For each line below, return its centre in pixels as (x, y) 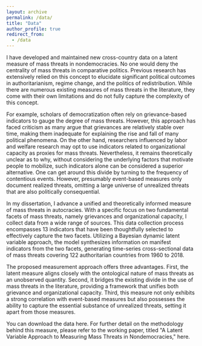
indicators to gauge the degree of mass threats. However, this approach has (101, 121)
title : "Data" (24, 23)
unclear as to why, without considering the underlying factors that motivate (100, 159)
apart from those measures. (41, 312)
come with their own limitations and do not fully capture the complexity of (98, 96)
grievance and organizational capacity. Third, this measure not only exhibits (101, 293)
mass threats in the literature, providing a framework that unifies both (93, 286)
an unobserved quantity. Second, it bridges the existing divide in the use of (100, 280)
